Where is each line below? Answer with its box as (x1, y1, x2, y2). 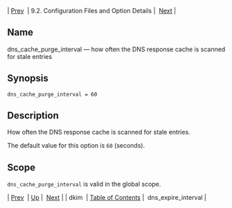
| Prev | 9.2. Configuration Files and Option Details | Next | (7, 7, 177, 15)
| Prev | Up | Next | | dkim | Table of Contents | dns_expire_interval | (7, 193, 206, 202)
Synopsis (7, 73, 48, 85)
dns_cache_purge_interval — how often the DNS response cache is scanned (7, 45, 226, 53)
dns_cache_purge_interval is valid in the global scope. (7, 180, 161, 189)
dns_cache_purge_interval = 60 (7, 91, 98, 98)
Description (7, 110, 59, 121)
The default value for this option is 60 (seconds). (7, 141, 145, 150)
